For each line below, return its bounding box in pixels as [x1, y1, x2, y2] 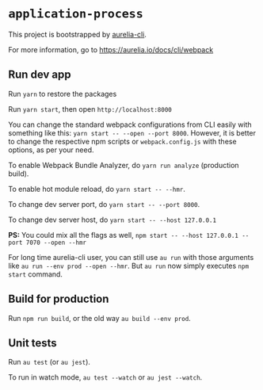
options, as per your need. [8, 145, 94, 155]
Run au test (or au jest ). [8, 357, 91, 367]
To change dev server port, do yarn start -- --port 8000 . [8, 199, 200, 208]
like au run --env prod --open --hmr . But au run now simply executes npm [8, 261, 250, 270]
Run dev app [8, 68, 71, 82]
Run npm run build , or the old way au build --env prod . [8, 313, 192, 323]
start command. [8, 269, 63, 279]
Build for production [8, 292, 109, 306]
